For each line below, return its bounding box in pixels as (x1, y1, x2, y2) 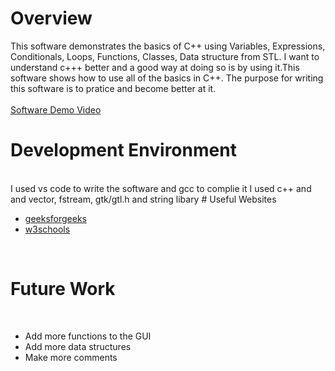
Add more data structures (24, 340, 132, 352)
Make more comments (24, 351, 118, 363)
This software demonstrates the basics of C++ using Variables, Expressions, (10, 40, 326, 52)
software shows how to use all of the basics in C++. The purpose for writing (10, 72, 324, 84)
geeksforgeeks (24, 212, 87, 224)
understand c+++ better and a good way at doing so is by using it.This (10, 61, 300, 73)
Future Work (10, 278, 116, 301)
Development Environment (10, 139, 237, 162)
